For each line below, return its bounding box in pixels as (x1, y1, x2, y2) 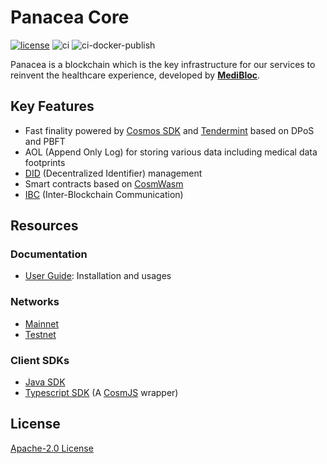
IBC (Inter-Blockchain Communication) (24, 188, 184, 200)
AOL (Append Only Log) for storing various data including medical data (24, 146, 318, 158)
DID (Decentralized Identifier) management (24, 167, 203, 179)
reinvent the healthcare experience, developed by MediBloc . (10, 69, 261, 81)
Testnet (24, 328, 57, 340)
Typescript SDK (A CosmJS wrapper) (24, 387, 179, 399)
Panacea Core (10, 6, 130, 29)
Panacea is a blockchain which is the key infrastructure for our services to (10, 58, 316, 70)
